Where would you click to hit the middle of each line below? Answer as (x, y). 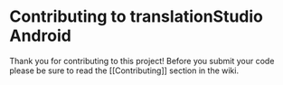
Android (41, 36)
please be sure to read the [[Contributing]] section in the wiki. (124, 71)
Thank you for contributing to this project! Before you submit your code (142, 61)
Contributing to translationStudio (137, 17)
